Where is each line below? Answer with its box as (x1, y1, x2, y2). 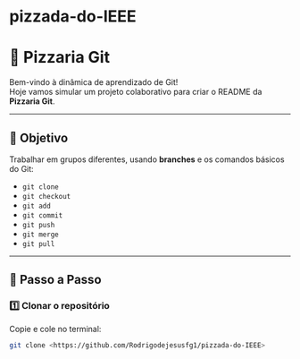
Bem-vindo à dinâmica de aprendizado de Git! (9, 77, 179, 88)
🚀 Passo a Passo (9, 272, 102, 287)
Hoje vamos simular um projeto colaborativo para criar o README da (9, 87, 262, 98)
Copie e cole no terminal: (9, 323, 102, 334)
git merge (21, 230, 60, 239)
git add (21, 201, 51, 210)
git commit (21, 210, 63, 220)
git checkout (21, 192, 71, 201)
